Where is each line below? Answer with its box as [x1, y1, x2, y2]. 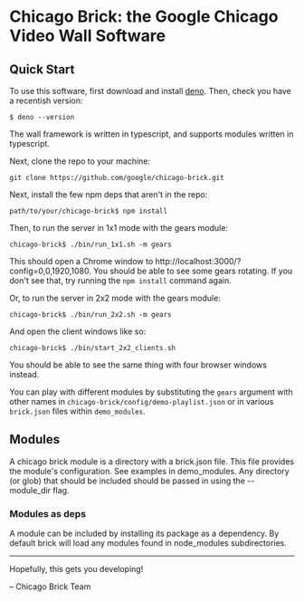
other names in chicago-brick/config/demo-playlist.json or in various [9, 396, 274, 406]
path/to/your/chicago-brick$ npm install [9, 206, 168, 215]
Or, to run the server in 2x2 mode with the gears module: [9, 292, 222, 303]
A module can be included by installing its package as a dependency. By [9, 528, 280, 539]
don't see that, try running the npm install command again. [9, 275, 233, 286]
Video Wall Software [9, 25, 166, 46]
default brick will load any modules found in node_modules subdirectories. [9, 538, 288, 549]
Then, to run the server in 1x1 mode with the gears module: [9, 223, 229, 233]
